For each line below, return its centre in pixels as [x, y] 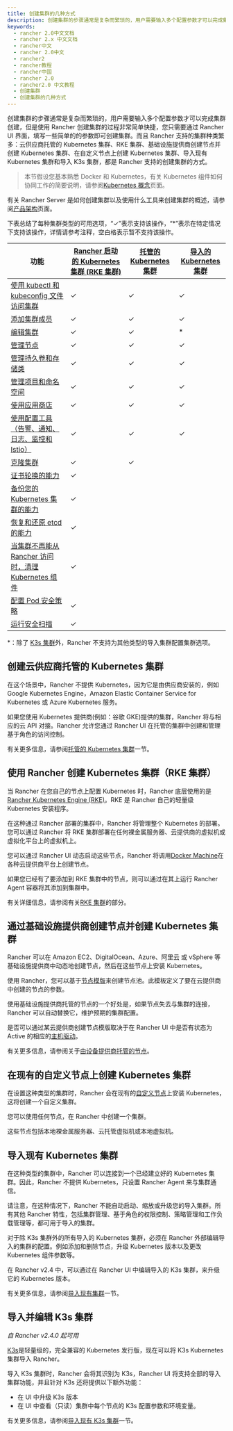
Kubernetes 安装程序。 [40, 808]
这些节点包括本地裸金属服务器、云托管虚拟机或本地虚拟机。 [92, 1131]
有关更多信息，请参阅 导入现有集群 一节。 [65, 1293]
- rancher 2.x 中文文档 [46, 40]
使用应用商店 [32, 405]
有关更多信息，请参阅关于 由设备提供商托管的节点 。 [80, 1051]
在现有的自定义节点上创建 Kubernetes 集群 [99, 1075]
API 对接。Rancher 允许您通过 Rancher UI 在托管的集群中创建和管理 [123, 725]
